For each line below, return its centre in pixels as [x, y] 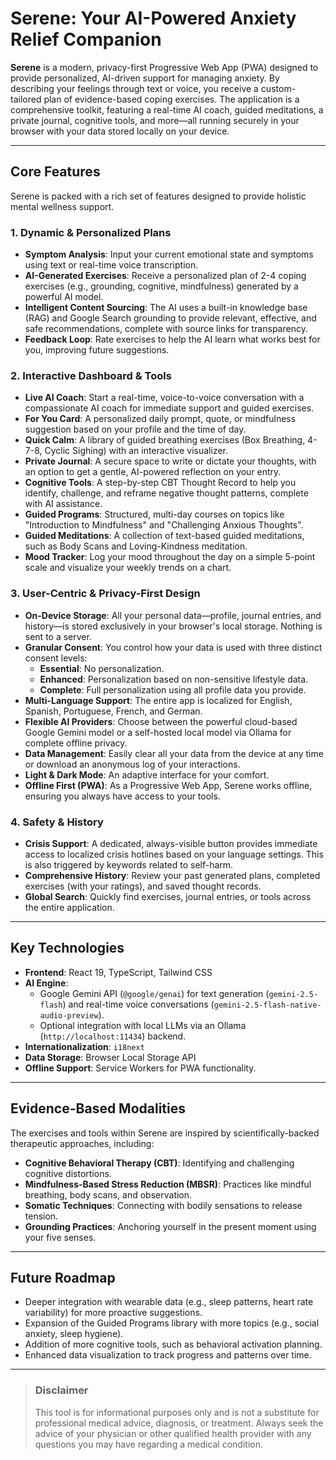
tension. [41, 1216]
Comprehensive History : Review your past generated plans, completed [172, 875]
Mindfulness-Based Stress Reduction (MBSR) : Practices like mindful [168, 1184]
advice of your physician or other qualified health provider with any [173, 1433]
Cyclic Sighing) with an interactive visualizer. [136, 451]
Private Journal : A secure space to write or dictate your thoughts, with [170, 461]
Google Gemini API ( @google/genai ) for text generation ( [154, 993]
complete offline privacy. [76, 743]
